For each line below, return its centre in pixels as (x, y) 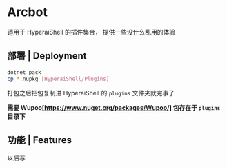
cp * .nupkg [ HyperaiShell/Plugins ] (58, 79)
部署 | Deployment (47, 56)
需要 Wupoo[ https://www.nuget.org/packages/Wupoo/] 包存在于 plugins (114, 107)
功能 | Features (40, 140)
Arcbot (28, 12)
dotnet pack (24, 72)
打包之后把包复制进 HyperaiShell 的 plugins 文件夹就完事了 (91, 93)
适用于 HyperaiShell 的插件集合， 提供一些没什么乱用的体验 (91, 32)
